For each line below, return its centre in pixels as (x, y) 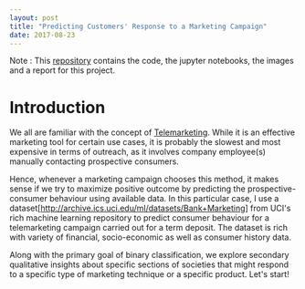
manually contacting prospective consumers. (95, 161)
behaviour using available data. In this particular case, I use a (164, 199)
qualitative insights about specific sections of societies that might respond (149, 264)
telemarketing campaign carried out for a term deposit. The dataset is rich (148, 228)
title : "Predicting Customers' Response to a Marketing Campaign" (138, 26)
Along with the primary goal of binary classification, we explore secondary (149, 255)
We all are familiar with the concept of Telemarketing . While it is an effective (152, 132)
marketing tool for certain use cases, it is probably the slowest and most (145, 142)
